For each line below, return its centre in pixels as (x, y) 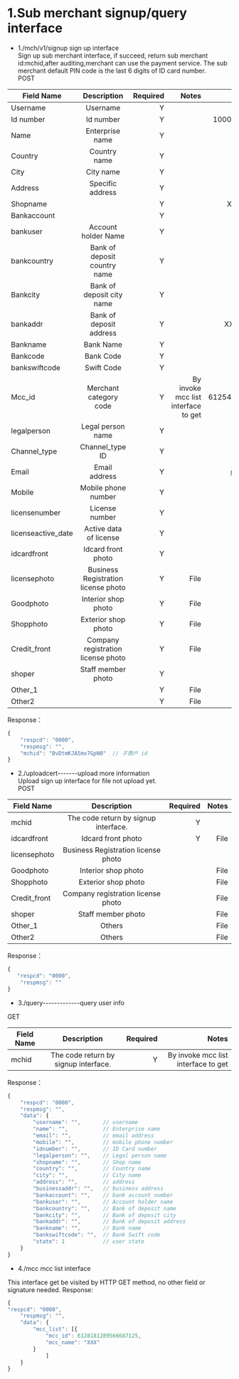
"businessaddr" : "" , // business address (98, 1189)
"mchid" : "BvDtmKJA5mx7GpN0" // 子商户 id (84, 753)
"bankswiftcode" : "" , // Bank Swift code (97, 1235)
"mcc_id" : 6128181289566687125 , (93, 1336)
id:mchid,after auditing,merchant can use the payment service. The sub (122, 63)
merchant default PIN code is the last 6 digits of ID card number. (112, 70)
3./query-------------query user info (71, 1002)
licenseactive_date (42, 533)
